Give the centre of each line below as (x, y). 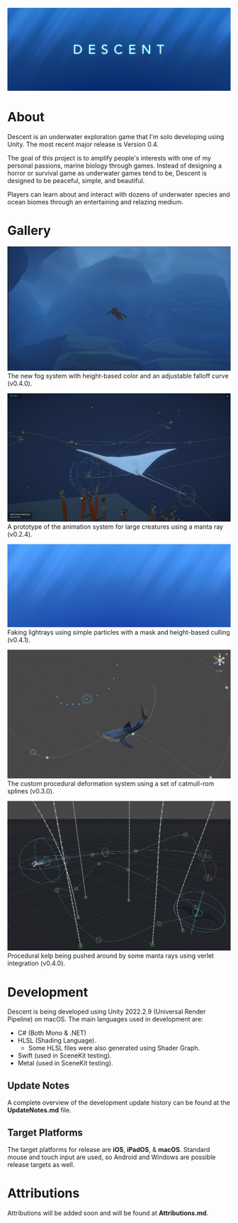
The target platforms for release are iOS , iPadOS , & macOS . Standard (109, 1149)
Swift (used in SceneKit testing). (64, 1055)
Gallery (29, 231)
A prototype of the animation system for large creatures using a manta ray (115, 527)
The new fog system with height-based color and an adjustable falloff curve (118, 375)
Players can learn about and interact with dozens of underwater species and (119, 194)
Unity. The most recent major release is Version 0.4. (83, 144)
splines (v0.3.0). (31, 791)
